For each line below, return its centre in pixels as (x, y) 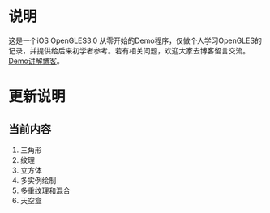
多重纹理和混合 (45, 190)
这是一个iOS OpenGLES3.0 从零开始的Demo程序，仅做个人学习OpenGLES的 (135, 40)
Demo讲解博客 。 (36, 61)
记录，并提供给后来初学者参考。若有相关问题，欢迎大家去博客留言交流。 (129, 50)
